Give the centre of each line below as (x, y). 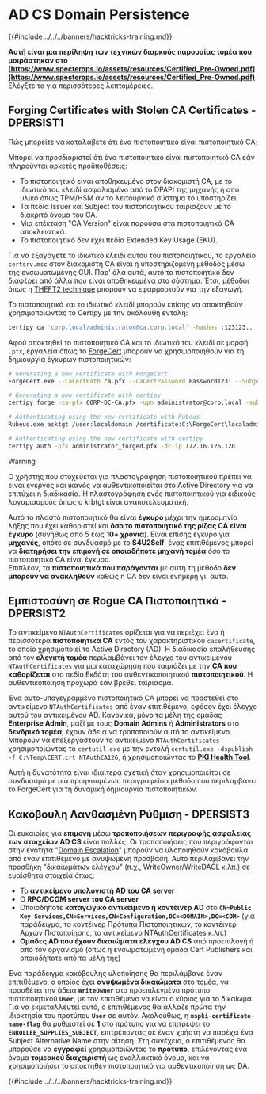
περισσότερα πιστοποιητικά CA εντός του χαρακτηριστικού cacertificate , (132, 641)
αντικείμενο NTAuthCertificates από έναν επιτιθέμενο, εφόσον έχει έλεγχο (133, 707)
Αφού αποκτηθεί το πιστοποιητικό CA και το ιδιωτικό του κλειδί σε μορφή (128, 342)
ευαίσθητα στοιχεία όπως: (51, 875)
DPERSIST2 (37, 614)
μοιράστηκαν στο (38, 60)
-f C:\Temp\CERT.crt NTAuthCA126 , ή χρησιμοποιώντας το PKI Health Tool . (130, 757)
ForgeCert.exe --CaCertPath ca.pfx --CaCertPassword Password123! (120, 381)
